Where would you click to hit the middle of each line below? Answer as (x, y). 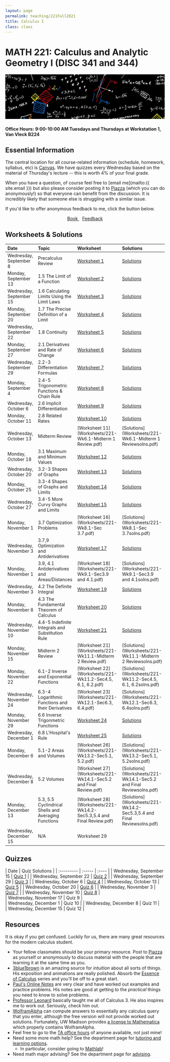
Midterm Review (55, 436)
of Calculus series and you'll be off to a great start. (66, 979)
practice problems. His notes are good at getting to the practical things (87, 990)
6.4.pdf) (86, 708)
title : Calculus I (25, 21)
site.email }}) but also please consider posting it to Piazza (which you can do (85, 188)
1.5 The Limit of (54, 276)
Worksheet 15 (92, 505)
